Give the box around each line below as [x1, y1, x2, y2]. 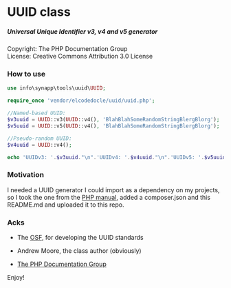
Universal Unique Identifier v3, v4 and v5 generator [7, 27, 158, 35]
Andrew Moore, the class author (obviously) [16, 247, 142, 255]
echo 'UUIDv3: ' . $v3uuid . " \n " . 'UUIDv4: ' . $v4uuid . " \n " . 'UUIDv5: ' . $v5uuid [7, 154, 226, 161]
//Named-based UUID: [7, 110, 67, 117]
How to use [7, 70, 46, 79]
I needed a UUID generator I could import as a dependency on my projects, [7, 185, 220, 194]
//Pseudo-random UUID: [7, 135, 72, 142]
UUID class [7, 4, 71, 20]
